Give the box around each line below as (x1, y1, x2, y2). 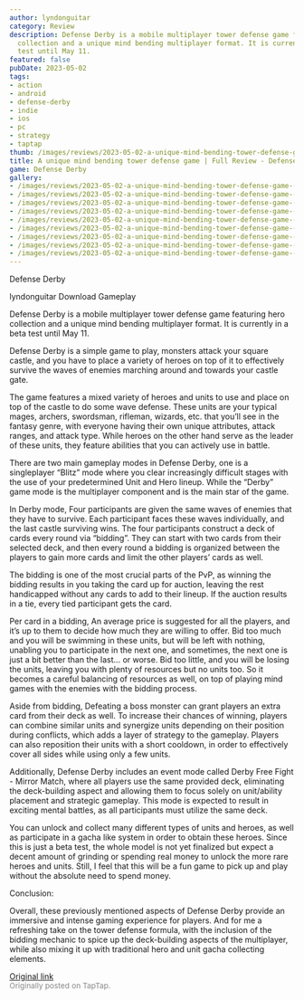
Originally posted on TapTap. (9, 981, 111, 991)
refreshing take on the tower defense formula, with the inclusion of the (9, 925, 272, 936)
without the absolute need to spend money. (9, 871, 172, 881)
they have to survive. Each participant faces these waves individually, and (9, 513, 285, 525)
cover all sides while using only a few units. (9, 748, 171, 760)
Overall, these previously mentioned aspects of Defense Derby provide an (9, 906, 285, 917)
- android (9, 89, 47, 98)
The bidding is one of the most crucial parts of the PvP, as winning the (9, 569, 271, 580)
